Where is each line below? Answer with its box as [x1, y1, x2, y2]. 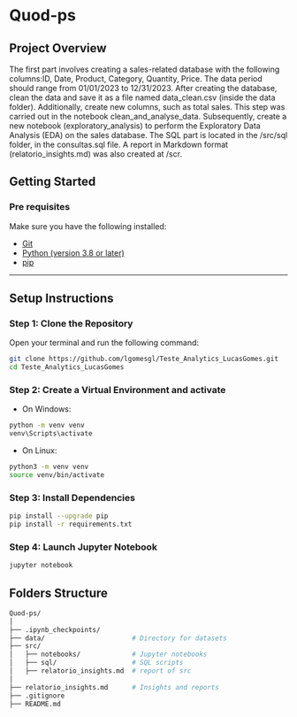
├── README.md [9, 699, 62, 708]
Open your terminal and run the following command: [9, 337, 200, 348]
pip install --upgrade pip [9, 512, 109, 520]
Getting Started [9, 174, 96, 189]
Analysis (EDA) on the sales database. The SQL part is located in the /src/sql [9, 130, 288, 140]
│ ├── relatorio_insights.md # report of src [9, 667, 192, 675]
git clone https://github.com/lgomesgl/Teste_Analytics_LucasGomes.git [9, 355, 278, 364]
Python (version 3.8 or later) [21, 247, 126, 258]
